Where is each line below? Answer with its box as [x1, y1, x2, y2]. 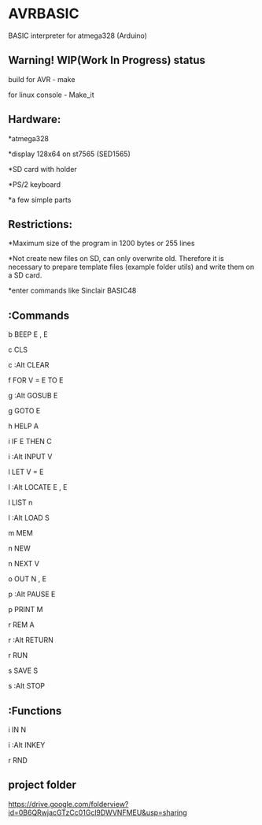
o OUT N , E [8, 574, 47, 584]
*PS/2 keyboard [8, 179, 61, 189]
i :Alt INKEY [8, 741, 46, 749]
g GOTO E [8, 406, 41, 416]
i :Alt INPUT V [8, 452, 53, 461]
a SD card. [8, 271, 42, 280]
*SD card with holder [8, 164, 77, 174]
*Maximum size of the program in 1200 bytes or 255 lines [8, 238, 195, 248]
